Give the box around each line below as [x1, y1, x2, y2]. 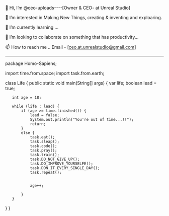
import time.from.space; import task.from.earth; [5, 70, 105, 76]
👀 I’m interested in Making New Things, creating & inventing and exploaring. [5, 15, 162, 20]
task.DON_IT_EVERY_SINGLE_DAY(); [30, 166, 100, 171]
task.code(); [30, 143, 57, 149]
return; [30, 121, 46, 126]
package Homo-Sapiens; [5, 60, 57, 66]
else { [21, 130, 35, 135]
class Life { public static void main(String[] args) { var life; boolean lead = [5, 80, 157, 86]
